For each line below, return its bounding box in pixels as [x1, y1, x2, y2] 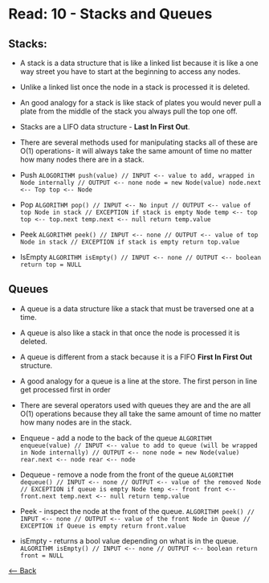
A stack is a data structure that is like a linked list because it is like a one [19, 58, 259, 68]
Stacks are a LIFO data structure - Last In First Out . [19, 122, 190, 131]
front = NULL [19, 552, 64, 560]
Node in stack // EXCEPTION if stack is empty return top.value [19, 238, 240, 246]
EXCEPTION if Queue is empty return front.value [19, 522, 186, 530]
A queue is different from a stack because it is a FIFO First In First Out [19, 351, 253, 362]
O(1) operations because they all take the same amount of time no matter [19, 409, 262, 418]
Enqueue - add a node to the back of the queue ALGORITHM [19, 433, 212, 442]
